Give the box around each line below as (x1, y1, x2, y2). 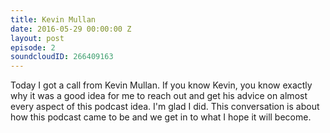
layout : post (10, 33, 65, 43)
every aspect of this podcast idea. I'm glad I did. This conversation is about (10, 101, 320, 113)
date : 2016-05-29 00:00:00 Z (10, 24, 132, 34)
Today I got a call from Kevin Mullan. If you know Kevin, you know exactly (10, 79, 313, 91)
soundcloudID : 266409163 (10, 52, 114, 62)
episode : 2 (10, 42, 56, 53)
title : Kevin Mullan (10, 14, 97, 25)
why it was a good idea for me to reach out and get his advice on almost (10, 90, 308, 102)
